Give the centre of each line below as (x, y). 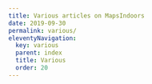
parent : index (39, 53)
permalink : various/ (43, 30)
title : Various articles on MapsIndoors (77, 16)
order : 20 (32, 68)
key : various (37, 46)
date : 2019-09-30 (37, 23)
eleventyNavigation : (43, 38)
